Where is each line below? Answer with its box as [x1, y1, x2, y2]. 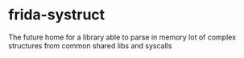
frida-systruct [8, 6, 105, 24]
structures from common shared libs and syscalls [8, 40, 172, 50]
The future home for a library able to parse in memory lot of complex [8, 32, 236, 42]
